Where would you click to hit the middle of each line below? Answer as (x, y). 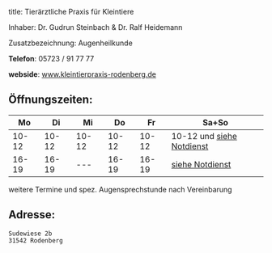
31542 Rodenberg (36, 240)
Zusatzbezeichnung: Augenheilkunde (71, 43)
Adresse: (32, 215)
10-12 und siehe (204, 136)
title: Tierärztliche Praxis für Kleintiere (71, 12)
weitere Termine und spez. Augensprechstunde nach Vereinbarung (120, 189)
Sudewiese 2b (30, 234)
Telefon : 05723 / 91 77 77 (51, 59)
